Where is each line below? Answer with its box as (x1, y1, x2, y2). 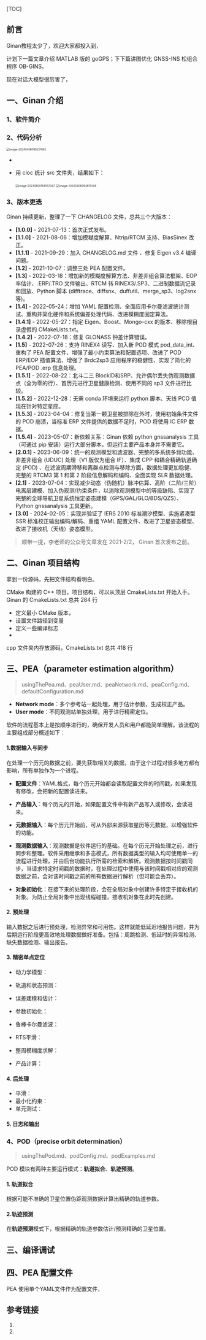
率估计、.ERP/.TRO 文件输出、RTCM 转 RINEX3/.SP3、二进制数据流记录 (15, 279, 196, 287)
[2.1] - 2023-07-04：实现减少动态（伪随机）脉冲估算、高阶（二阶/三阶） (15, 479, 200, 487)
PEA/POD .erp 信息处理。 (15, 364, 80, 371)
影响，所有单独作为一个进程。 (6, 766, 82, 774)
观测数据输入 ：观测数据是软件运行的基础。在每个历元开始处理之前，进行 (15, 842, 198, 849)
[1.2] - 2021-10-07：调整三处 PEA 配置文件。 (15, 264, 129, 272)
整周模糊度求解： (15, 1046, 59, 1054)
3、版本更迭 (6, 198, 42, 206)
